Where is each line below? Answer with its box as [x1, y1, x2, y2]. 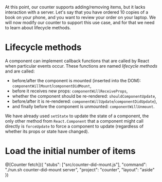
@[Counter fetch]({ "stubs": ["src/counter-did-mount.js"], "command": [5, 162, 147, 167]
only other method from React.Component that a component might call [5, 118, 144, 124]
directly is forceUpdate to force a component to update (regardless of [5, 123, 144, 129]
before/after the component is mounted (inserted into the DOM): [12, 77, 141, 83]
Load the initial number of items [5, 146, 136, 157]
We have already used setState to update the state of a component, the [5, 113, 149, 119]
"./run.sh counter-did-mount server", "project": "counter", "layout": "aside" [5, 166, 155, 172]
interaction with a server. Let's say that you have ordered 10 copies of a [5, 9, 148, 15]
